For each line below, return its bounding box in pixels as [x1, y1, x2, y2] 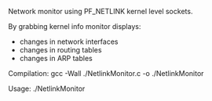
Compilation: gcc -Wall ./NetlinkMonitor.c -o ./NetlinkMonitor [8, 69, 204, 78]
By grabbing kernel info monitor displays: [8, 22, 141, 31]
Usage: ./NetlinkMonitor [8, 84, 86, 93]
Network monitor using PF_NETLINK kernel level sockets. [8, 7, 193, 16]
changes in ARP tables [19, 54, 93, 63]
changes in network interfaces [19, 37, 119, 46]
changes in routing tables [19, 45, 102, 54]
